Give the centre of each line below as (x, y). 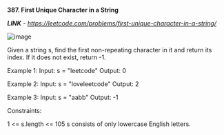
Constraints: (24, 111)
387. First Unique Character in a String (63, 10)
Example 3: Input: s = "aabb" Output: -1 (63, 97)
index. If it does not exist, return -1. (57, 57)
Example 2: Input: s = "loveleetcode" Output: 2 (73, 84)
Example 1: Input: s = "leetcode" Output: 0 (67, 71)
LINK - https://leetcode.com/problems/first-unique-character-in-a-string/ (112, 23)
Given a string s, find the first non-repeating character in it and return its (110, 50)
